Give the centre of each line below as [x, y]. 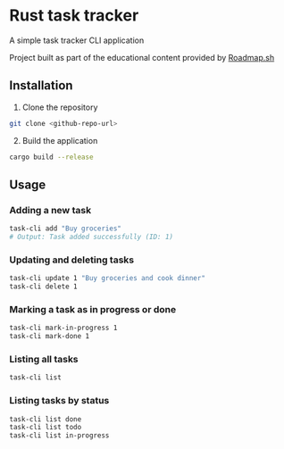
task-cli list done [46, 419]
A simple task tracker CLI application [77, 40]
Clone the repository [60, 107]
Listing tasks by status [59, 401]
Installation [41, 86]
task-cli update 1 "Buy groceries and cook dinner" [107, 279]
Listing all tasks [44, 359]
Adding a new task [50, 210]
